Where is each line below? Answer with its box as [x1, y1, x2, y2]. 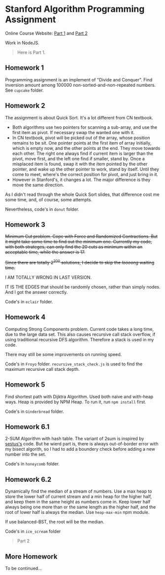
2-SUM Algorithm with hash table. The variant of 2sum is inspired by [5, 435, 144, 442]
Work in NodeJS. [5, 39, 39, 45]
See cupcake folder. [5, 87, 44, 93]
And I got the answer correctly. [5, 289, 68, 295]
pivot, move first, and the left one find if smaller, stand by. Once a [12, 155, 145, 161]
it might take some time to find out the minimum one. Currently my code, [5, 239, 152, 245]
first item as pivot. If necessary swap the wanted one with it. [12, 129, 135, 135]
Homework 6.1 [5, 423, 50, 431]
